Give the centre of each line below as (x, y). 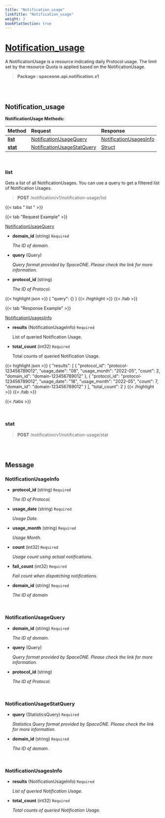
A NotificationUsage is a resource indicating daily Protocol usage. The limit (81, 62)
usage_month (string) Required (44, 528)
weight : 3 (15, 19)
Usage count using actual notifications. (52, 557)
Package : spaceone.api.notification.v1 (58, 77)
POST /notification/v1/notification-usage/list (62, 198)
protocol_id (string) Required (42, 490)
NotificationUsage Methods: (35, 119)
